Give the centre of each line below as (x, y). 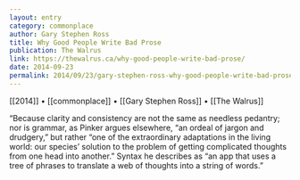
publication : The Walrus (55, 51)
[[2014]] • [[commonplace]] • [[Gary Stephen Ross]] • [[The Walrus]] (137, 101)
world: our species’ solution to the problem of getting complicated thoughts (148, 146)
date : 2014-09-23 (42, 68)
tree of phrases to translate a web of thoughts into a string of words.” (136, 165)
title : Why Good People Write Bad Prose (86, 42)
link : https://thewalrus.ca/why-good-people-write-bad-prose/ (127, 59)
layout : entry (36, 17)
